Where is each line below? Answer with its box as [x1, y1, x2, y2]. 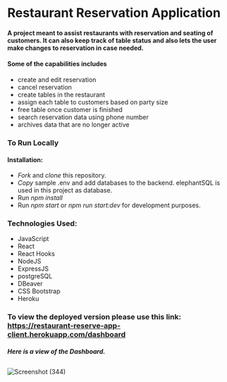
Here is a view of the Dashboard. [7, 347, 106, 355]
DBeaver [17, 280, 44, 288]
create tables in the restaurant [17, 90, 106, 99]
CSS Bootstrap [17, 287, 61, 295]
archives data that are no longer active [17, 120, 130, 128]
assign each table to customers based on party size [17, 97, 168, 106]
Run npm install [17, 194, 63, 202]
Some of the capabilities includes [7, 60, 107, 68]
